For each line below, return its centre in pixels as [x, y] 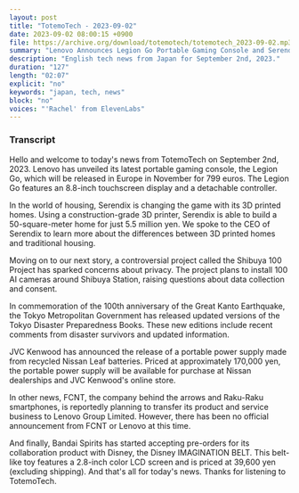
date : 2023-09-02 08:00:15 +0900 [71, 34]
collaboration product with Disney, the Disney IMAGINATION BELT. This [140, 452]
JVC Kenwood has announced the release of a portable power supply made [148, 351]
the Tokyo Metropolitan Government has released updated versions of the [145, 315]
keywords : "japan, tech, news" [67, 92]
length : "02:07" [39, 76]
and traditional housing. [53, 242]
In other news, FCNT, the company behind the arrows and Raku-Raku [137, 397]
